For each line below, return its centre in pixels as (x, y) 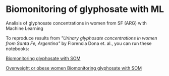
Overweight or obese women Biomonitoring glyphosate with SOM (74, 68)
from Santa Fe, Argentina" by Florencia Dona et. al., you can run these (79, 43)
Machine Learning (24, 28)
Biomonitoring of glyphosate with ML (85, 9)
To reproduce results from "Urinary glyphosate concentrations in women (82, 38)
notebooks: (17, 48)
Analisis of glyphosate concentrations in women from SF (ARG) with (76, 23)
